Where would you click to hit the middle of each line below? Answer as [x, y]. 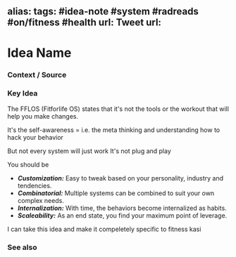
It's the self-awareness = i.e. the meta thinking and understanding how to [114, 130]
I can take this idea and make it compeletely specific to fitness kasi [104, 229]
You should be [28, 164]
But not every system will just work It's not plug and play [89, 151]
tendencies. [35, 185]
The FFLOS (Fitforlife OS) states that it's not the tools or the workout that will [118, 109]
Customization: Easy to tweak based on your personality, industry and [120, 178]
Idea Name [39, 53]
